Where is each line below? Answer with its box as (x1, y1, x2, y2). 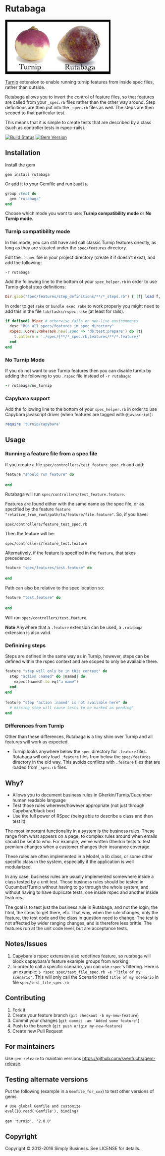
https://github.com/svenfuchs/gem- (82, 1056, 156, 1062)
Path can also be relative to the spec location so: (5, 585, 105, 591)
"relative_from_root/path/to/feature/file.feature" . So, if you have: (5, 511, 148, 517)
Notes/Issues (5, 939, 48, 948)
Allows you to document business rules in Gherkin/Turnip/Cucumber (12, 792, 153, 797)
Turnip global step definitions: (5, 284, 66, 289)
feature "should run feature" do (5, 472, 74, 477)
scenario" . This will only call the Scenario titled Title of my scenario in (12, 974, 159, 980)
